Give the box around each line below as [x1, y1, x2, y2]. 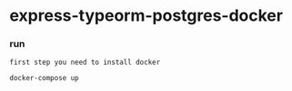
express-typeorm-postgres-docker [9, 5, 284, 26]
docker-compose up [9, 74, 79, 83]
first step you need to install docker [9, 58, 161, 68]
